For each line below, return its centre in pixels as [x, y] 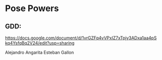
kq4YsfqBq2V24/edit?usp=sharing [40, 43]
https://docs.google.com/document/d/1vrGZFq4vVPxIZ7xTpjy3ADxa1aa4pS [81, 38]
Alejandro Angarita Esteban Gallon [40, 52]
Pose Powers [32, 8]
